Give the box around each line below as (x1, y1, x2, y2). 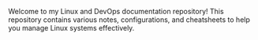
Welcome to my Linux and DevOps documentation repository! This (8, 7, 224, 16)
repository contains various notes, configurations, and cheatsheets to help (8, 15, 251, 24)
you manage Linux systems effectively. (8, 24, 135, 32)
